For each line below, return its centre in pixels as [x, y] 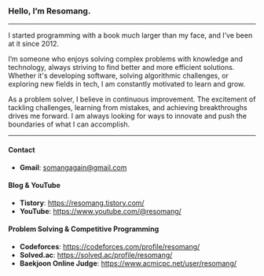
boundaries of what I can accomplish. [69, 124]
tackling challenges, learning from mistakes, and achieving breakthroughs [128, 108]
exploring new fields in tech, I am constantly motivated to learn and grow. [127, 84]
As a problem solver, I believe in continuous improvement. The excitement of [132, 99]
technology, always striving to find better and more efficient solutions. [121, 68]
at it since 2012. [34, 44]
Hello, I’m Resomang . [49, 11]
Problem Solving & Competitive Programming [84, 229]
